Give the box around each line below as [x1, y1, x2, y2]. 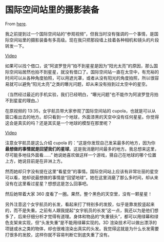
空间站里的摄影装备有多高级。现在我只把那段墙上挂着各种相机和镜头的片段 [9, 37, 159, 43]
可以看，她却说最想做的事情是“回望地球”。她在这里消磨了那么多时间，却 [5, 174, 150, 180]
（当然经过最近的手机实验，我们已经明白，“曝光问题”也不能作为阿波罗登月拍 [5, 91, 159, 97]
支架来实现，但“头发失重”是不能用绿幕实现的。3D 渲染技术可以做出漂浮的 [9, 220, 157, 225]
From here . [5, 20, 27, 27]
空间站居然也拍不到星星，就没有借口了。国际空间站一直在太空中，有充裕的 [9, 69, 159, 74]
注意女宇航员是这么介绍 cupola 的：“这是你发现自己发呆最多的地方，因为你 [5, 140, 156, 146]
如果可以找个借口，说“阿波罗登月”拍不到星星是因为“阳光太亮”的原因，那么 [5, 63, 154, 69]
